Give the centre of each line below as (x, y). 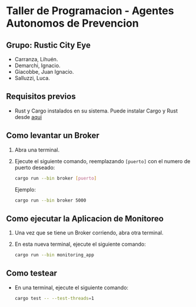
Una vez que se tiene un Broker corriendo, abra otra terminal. (89, 233)
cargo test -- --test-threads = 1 (54, 298)
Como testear (32, 273)
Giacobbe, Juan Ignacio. (44, 72)
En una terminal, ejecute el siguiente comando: (71, 288)
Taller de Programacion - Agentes (90, 11)
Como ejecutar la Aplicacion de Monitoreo (85, 218)
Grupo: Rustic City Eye (49, 45)
